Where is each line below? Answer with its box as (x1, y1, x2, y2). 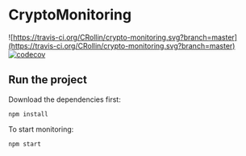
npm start (8, 140, 42, 148)
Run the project (8, 73, 87, 86)
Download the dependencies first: (8, 95, 121, 104)
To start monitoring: (8, 124, 74, 134)
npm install (8, 110, 48, 118)
